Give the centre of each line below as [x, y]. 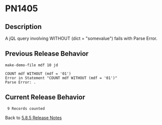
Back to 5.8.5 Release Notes [34, 118]
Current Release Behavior [45, 97]
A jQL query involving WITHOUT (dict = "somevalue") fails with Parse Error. [81, 38]
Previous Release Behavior [47, 54]
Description [23, 27]
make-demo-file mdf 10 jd [31, 65]
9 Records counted [26, 108]
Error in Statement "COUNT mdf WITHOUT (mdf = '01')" [61, 78]
